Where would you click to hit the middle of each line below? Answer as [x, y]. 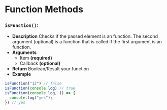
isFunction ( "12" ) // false [33, 84]
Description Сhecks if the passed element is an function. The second [85, 36]
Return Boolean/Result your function [51, 69]
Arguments [24, 52]
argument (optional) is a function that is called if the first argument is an [87, 42]
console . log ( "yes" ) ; [31, 98]
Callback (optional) [40, 63]
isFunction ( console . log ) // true [40, 88]
